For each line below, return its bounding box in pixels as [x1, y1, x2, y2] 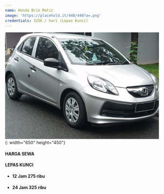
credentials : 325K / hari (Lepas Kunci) [5, 18, 89, 23]
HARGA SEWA [5, 151, 35, 156]
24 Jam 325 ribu [12, 184, 46, 190]
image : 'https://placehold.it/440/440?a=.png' [5, 13, 102, 18]
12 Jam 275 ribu [12, 173, 45, 179]
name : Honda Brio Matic [5, 8, 54, 13]
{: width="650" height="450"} [5, 140, 66, 146]
